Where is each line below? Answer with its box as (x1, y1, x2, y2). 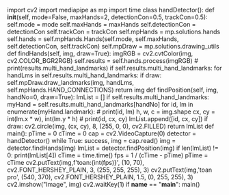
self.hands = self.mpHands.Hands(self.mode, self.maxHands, (7, 35, 179, 43)
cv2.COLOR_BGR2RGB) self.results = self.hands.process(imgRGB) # (7, 57, 198, 64)
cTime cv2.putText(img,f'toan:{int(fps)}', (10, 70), (7, 159, 145, 166)
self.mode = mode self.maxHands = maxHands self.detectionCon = (7, 21, 196, 28)
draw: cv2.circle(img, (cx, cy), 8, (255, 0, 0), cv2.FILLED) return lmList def (7, 122, 215, 130)
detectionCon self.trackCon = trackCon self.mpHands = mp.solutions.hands (7, 27, 221, 36)
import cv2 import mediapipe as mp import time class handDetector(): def (7, 6, 215, 14)
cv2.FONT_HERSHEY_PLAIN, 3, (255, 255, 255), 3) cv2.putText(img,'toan (7, 166, 213, 174)
